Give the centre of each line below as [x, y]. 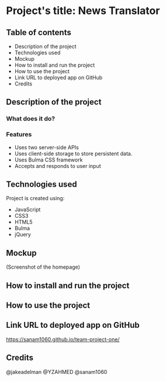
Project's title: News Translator [83, 11]
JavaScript [27, 210]
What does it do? [31, 119]
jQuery [23, 235]
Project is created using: [35, 198]
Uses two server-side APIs [46, 147]
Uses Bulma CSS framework [49, 160]
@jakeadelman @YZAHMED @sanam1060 [57, 372]
